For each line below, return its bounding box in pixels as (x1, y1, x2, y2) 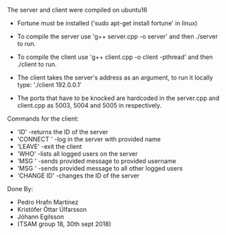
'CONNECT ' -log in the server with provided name (16, 135, 161, 143)
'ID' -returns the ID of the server (16, 128, 109, 136)
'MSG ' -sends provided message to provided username (16, 157, 177, 165)
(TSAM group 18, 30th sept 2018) (16, 220, 111, 228)
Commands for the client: (7, 114, 79, 123)
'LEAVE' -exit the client (16, 143, 82, 150)
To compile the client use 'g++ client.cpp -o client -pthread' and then (16, 53, 213, 61)
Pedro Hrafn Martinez (16, 198, 79, 206)
